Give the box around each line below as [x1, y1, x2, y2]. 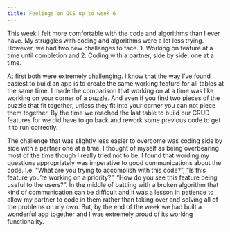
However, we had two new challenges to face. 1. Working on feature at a [7, 43, 213, 52]
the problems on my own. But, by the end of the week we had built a [7, 202, 202, 211]
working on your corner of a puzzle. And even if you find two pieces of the [7, 94, 220, 102]
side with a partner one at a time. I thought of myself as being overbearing [7, 144, 220, 152]
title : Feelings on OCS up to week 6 [7, 10, 116, 17]
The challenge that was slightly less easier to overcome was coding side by [7, 136, 223, 145]
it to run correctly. [7, 123, 58, 131]
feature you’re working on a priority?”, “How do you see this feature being [7, 173, 218, 182]
